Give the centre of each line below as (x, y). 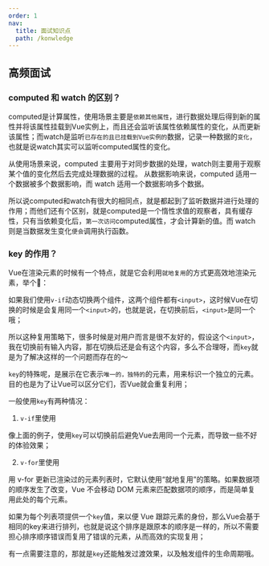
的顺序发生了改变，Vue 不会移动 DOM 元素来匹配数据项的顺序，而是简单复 (132, 490)
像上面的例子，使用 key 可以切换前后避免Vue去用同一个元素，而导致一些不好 (133, 435)
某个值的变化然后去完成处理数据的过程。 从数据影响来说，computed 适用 (129, 173)
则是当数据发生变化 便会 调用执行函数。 (71, 230)
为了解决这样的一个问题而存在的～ (71, 357)
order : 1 (23, 16)
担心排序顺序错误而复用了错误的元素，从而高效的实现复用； (107, 537)
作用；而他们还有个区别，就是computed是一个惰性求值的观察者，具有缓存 (130, 210)
